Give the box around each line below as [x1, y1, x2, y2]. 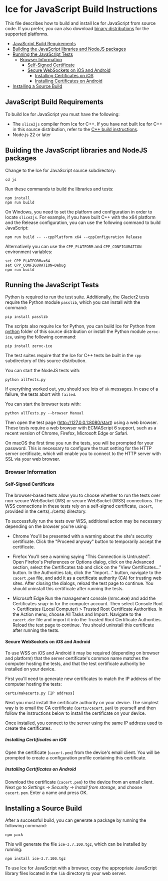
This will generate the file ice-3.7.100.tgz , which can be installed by [5, 841, 147, 847]
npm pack [5, 832, 23, 837]
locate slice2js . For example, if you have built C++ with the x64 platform [5, 214, 156, 220]
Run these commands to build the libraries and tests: [5, 186, 114, 192]
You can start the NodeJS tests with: [5, 368, 81, 374]
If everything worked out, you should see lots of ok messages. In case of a [5, 386, 158, 392]
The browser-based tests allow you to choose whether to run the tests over [5, 492, 160, 498]
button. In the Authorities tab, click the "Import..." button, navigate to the [12, 569, 161, 576]
